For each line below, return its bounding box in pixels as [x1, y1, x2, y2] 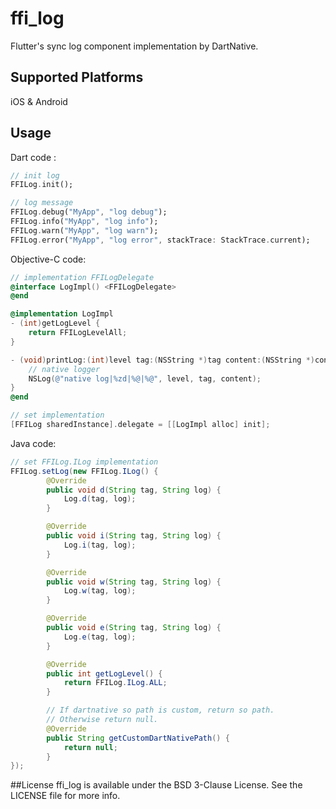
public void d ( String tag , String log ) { [46, 485, 222, 495]
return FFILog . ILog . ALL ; [63, 678, 168, 688]
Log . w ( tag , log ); [63, 586, 137, 596]
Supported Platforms [10, 69, 144, 86]
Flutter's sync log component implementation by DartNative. [10, 40, 259, 52]
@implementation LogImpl [10, 309, 114, 319]
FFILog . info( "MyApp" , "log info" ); [10, 217, 159, 227]
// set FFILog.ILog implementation [10, 457, 159, 467]
